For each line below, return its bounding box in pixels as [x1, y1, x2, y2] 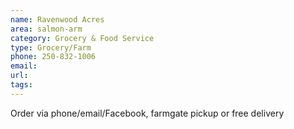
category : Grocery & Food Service [10, 33, 155, 43]
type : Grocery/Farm [10, 42, 92, 53]
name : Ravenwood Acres [10, 14, 105, 25]
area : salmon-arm [10, 24, 83, 34]
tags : [10, 80, 33, 90]
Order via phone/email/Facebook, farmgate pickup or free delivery [10, 107, 285, 119]
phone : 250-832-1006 [10, 52, 97, 62]
